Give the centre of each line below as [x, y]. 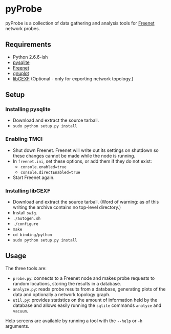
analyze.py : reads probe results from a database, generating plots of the [89, 289]
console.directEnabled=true [50, 172]
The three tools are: [26, 268]
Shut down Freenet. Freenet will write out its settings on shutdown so [85, 150]
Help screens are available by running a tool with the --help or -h [74, 321]
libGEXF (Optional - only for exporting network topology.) [73, 79]
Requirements [28, 45]
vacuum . [20, 310]
